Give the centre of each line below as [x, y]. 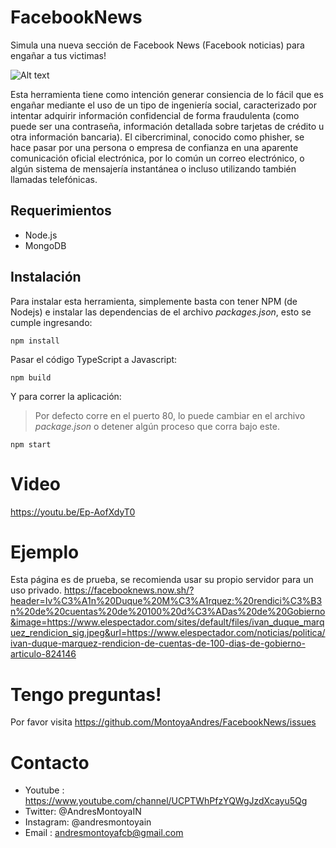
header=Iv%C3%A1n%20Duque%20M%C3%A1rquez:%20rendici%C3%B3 [166, 601]
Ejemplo [45, 552]
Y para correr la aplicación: [66, 396]
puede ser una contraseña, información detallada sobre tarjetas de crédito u [167, 126]
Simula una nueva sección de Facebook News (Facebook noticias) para [157, 45]
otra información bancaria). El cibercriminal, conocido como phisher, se [157, 137]
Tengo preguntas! [86, 694]
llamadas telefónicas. [54, 179]
